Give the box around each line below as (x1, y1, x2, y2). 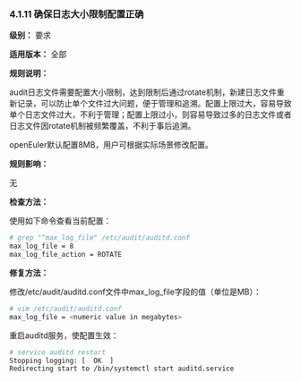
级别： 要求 (9, 30, 51, 41)
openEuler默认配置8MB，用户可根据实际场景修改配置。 (9, 140, 213, 150)
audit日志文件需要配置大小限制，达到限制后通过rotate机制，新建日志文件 (9, 87, 278, 98)
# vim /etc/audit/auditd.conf (9, 304, 123, 313)
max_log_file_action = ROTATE (9, 250, 123, 259)
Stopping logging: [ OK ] (9, 356, 115, 365)
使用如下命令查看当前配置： (9, 216, 112, 226)
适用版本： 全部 (9, 49, 67, 60)
